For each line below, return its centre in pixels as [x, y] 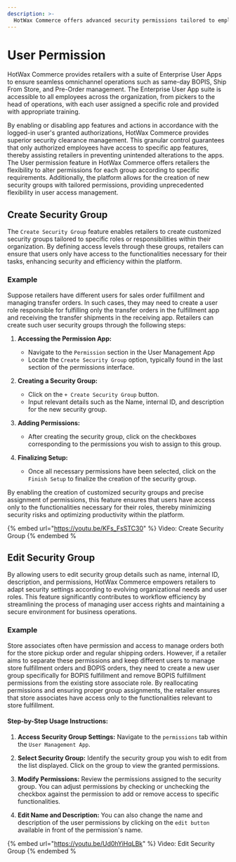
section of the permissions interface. [81, 367]
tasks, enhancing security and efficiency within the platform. [95, 261]
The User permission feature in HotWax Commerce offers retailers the [109, 163]
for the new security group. [67, 409]
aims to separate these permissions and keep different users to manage [111, 660]
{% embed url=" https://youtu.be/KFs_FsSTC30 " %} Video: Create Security [116, 528]
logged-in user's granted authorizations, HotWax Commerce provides [108, 133]
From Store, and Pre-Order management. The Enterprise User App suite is [114, 89]
